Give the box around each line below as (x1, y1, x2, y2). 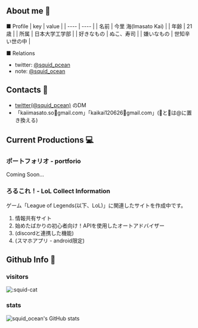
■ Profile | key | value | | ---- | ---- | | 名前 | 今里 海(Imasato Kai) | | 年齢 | (6, 22, 186, 30)
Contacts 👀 (6, 85, 48, 95)
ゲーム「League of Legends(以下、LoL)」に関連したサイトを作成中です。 (6, 202, 187, 209)
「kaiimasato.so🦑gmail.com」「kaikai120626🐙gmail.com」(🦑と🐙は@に (14, 109, 187, 116)
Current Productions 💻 (6, 135, 94, 145)
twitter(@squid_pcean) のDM (14, 101, 86, 108)
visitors (6, 272, 29, 281)
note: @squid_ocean (14, 67, 66, 75)
